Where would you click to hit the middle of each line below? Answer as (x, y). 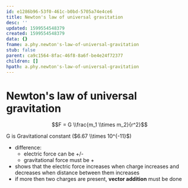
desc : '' (17, 22)
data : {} (17, 39)
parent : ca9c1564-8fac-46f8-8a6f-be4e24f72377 (65, 56)
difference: (28, 148)
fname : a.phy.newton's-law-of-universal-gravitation (73, 45)
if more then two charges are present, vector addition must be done (98, 179)
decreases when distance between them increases (77, 173)
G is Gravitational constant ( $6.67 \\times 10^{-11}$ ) (69, 136)
